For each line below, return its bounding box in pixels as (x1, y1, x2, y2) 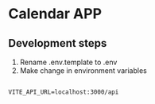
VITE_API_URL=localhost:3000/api (8, 88, 119, 96)
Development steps (8, 37, 107, 50)
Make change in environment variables (19, 66, 147, 75)
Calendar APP (8, 5, 102, 23)
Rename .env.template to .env (19, 57, 118, 67)
